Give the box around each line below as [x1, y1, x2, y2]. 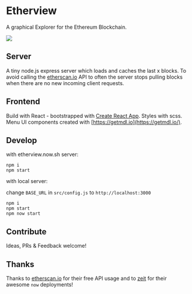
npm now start [6, 211, 41, 217]
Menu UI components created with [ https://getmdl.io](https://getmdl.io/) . [6, 119, 182, 126]
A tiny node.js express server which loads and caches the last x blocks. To [6, 67, 187, 74]
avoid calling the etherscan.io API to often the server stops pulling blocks [6, 73, 183, 80]
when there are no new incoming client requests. [6, 79, 124, 86]
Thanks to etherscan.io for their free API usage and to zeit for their [6, 275, 167, 282]
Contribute [6, 227, 47, 236]
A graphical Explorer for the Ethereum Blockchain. [6, 23, 127, 31]
